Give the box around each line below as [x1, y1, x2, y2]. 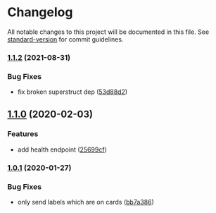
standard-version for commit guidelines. [7, 35, 124, 43]
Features [7, 129, 39, 139]
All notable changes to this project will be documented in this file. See [7, 28, 210, 36]
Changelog [7, 4, 73, 20]
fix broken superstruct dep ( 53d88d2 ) [17, 87, 128, 96]
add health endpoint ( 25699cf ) [17, 145, 108, 154]
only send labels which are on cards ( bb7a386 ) [17, 198, 155, 207]
